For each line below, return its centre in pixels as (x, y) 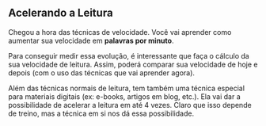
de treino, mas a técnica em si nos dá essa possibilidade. (101, 113)
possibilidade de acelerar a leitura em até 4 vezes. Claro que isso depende (130, 105)
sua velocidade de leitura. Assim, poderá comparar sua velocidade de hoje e (133, 64)
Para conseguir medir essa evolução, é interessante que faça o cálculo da (129, 55)
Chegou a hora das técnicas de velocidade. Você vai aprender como (120, 32)
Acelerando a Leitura (61, 13)
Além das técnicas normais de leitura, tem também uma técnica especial (127, 88)
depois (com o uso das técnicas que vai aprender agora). (102, 73)
